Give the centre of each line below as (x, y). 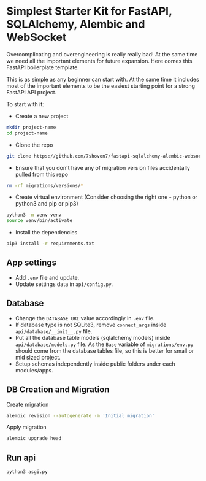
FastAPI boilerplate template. (43, 67)
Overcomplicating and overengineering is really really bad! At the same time (102, 54)
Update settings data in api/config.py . (64, 284)
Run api (21, 457)
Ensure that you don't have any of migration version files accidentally (102, 167)
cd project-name (27, 133)
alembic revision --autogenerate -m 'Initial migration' (81, 415)
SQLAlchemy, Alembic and (76, 24)
